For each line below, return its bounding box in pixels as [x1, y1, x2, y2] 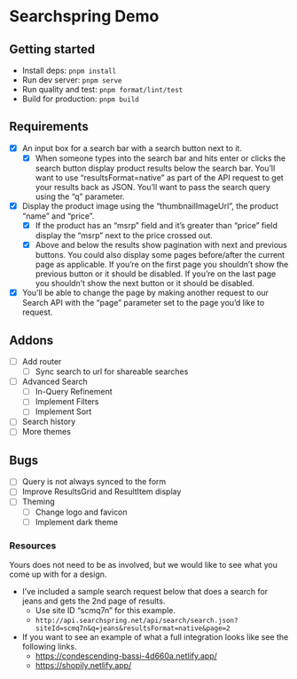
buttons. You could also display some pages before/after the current [35, 250, 285, 260]
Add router [21, 356, 62, 366]
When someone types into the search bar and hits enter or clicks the [35, 153, 286, 164]
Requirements [9, 119, 89, 134]
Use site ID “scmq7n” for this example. [35, 604, 176, 615]
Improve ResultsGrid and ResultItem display [21, 486, 182, 497]
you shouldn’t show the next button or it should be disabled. [35, 278, 255, 289]
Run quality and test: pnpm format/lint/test [21, 84, 184, 94]
